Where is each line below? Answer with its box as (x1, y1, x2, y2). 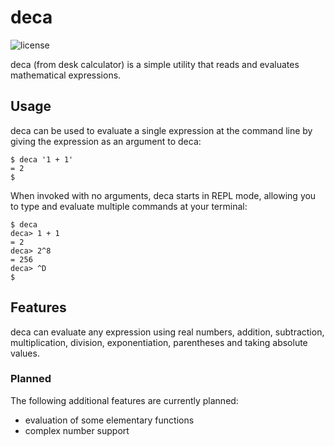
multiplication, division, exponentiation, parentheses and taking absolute (10, 336, 308, 348)
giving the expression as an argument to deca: (10, 135, 202, 147)
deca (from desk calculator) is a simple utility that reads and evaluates (10, 58, 300, 70)
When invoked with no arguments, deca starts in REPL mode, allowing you (10, 189, 317, 201)
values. (10, 347, 40, 359)
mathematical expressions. (10, 69, 122, 81)
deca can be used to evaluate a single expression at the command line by (10, 124, 313, 136)
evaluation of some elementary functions (24, 414, 195, 426)
